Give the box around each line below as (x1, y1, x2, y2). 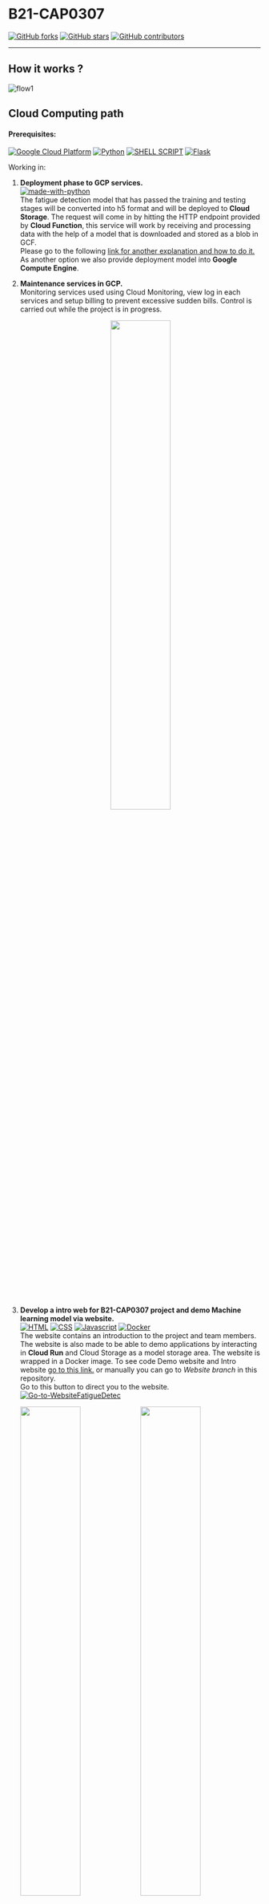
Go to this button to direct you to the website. (19, 1382, 170, 1392)
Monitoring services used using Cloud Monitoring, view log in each (19, 287, 241, 297)
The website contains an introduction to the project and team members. (19, 1331, 257, 1341)
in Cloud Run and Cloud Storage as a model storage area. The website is (19, 1348, 260, 1357)
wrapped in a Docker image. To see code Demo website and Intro (19, 1357, 236, 1366)
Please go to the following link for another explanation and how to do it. (19, 246, 255, 256)
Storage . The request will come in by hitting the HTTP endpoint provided (19, 212, 260, 222)
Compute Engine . (19, 263, 79, 273)
